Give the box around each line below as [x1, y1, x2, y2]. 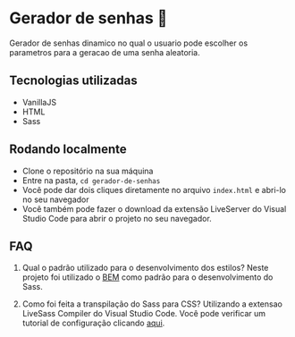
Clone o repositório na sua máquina [21, 165, 154, 176]
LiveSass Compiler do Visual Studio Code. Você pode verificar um [21, 308, 266, 319]
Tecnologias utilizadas [9, 73, 138, 88]
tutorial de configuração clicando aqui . [21, 317, 165, 329]
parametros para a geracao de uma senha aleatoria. [9, 46, 200, 57]
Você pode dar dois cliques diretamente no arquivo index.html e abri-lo [21, 184, 286, 195]
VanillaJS [21, 97, 56, 107]
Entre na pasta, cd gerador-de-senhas [21, 174, 161, 186]
